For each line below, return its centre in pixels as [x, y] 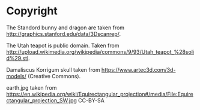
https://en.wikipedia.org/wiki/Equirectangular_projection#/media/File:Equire [100, 94]
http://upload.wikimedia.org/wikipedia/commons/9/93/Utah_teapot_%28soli [100, 51]
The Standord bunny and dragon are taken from [65, 27]
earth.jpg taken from [32, 87]
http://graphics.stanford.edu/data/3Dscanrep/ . [64, 33]
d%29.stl [17, 58]
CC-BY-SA [91, 100]
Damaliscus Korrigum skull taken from [53, 69]
